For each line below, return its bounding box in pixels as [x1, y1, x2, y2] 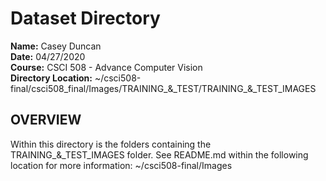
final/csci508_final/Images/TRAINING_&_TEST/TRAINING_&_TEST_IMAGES [10, 82, 317, 94]
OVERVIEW [10, 112, 82, 129]
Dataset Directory [10, 7, 161, 30]
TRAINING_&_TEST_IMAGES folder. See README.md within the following [10, 148, 309, 161]
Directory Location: [10, 72, 93, 84]
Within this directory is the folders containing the [10, 138, 212, 150]
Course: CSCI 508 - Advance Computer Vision [10, 61, 203, 73]
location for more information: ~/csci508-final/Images [10, 159, 233, 171]
